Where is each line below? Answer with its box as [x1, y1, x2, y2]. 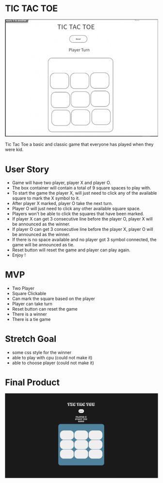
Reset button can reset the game [12, 306, 78, 312]
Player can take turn [12, 301, 52, 307]
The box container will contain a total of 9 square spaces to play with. [12, 185, 151, 191]
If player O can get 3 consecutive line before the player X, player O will [12, 226, 154, 232]
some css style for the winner [12, 350, 72, 355]
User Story [5, 164, 49, 175]
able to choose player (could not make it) [12, 360, 95, 366]
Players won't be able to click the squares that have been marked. [12, 211, 144, 217]
